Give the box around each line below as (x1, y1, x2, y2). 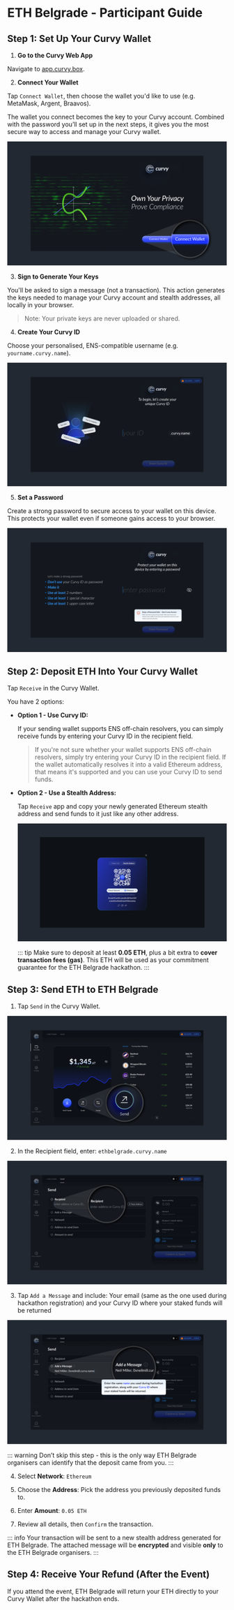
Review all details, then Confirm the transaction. (17, 1520, 154, 1528)
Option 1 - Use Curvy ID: (17, 711, 88, 720)
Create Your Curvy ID (17, 327, 80, 336)
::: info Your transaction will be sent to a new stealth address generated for (7, 1533, 221, 1542)
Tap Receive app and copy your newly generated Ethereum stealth (17, 802, 208, 811)
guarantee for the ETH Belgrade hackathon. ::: (17, 963, 150, 972)
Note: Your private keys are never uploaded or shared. (24, 314, 180, 323)
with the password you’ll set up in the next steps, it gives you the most (7, 120, 209, 128)
